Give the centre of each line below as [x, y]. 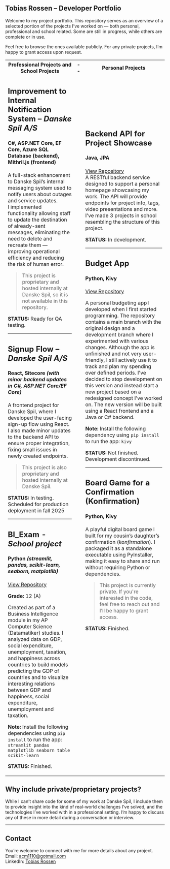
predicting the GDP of [34, 671]
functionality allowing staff [39, 213]
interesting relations [31, 684]
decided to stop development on [124, 379]
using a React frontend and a [119, 411]
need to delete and [30, 239]
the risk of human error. [36, 264]
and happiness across [34, 658]
